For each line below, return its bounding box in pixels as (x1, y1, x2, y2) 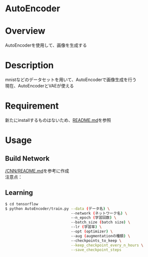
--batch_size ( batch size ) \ (71, 220, 131, 225)
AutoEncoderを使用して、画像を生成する (5, 42, 87, 48)
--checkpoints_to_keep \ (71, 238, 122, 243)
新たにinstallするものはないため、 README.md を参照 (5, 117, 111, 123)
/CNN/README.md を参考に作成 (5, 168, 70, 173)
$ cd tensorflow (5, 201, 38, 206)
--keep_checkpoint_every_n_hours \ (71, 243, 144, 248)
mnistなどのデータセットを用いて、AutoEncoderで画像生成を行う (5, 77, 137, 83)
